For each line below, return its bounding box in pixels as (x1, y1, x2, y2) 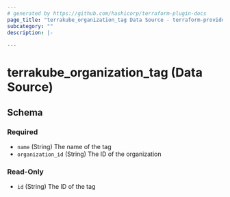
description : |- (7, 29, 53, 36)
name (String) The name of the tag (16, 143, 112, 150)
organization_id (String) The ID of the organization (16, 150, 162, 158)
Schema (7, 107, 43, 118)
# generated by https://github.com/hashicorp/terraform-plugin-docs (7, 10, 207, 17)
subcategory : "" (7, 23, 53, 29)
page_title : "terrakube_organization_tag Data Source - (7, 16, 170, 23)
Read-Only (7, 167, 44, 176)
